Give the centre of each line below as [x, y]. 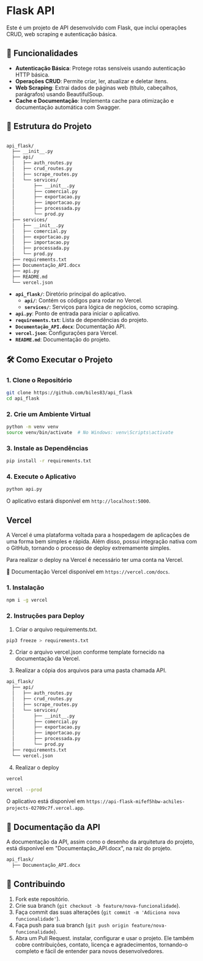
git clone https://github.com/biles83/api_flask [69, 393]
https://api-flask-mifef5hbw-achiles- [136, 802]
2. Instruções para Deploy [46, 616]
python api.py [24, 489]
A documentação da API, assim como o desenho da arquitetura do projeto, [100, 842]
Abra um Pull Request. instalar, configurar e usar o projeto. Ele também [105, 938]
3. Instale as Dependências [47, 448]
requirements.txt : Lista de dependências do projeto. [82, 320]
